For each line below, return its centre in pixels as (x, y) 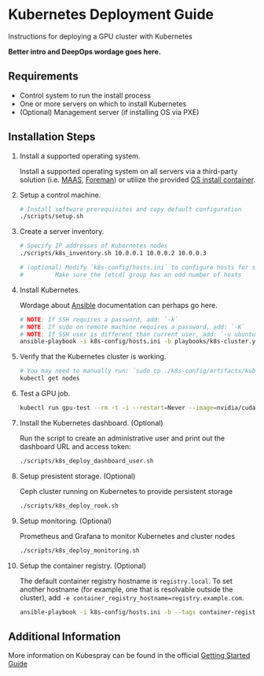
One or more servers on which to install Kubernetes (103, 103)
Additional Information (64, 636)
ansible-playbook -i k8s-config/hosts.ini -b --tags (108, 612)
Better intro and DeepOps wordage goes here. (84, 51)
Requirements (43, 76)
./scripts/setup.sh (51, 217)
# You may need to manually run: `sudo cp (90, 371)
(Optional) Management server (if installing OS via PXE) (109, 112)
